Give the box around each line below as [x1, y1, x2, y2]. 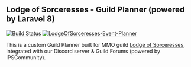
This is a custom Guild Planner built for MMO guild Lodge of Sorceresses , [6, 41, 185, 48]
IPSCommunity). [6, 53, 46, 61]
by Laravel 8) [6, 14, 55, 24]
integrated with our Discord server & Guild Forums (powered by [6, 47, 161, 55]
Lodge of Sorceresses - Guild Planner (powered [6, 5, 185, 15]
